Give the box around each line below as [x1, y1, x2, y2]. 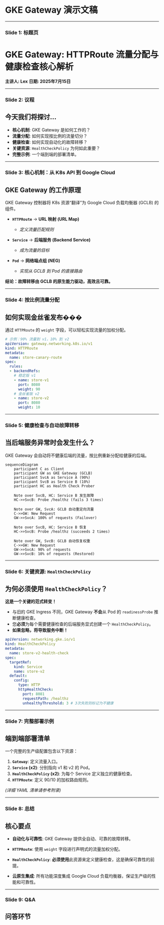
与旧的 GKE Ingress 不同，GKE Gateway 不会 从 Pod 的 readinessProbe [12, 609, 153, 615]
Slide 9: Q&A [5, 896, 36, 903]
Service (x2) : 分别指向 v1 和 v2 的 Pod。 [12, 765, 93, 771]
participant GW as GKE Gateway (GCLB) [14, 471, 93, 475]
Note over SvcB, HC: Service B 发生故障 [14, 493, 94, 498]
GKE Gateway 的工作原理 [5, 186, 82, 194]
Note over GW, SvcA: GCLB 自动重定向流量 [14, 507, 94, 512]
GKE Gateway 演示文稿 [5, 4, 98, 16]
